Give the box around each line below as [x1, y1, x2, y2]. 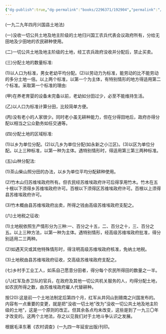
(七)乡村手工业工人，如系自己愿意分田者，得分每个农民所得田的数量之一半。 [5, 267, 160, 273]
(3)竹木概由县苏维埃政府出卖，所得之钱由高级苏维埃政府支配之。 [5, 202, 137, 208]
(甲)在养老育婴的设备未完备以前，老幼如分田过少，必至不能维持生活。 [5, 93, 147, 99]
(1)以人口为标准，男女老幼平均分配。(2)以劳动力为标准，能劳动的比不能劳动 [5, 70, 159, 76]
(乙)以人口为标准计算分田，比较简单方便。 [5, 103, 91, 109]
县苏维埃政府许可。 [5, 192, 44, 198]
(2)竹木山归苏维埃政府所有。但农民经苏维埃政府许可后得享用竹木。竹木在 [5, 179, 154, 185]
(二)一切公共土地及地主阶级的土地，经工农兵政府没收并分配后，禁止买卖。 [5, 49, 156, 55]
